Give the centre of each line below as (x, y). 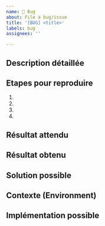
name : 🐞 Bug (21, 12)
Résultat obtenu (36, 155)
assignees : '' (24, 34)
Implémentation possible (53, 216)
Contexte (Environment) (51, 195)
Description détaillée (45, 63)
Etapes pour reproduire (50, 83)
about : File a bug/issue (37, 17)
